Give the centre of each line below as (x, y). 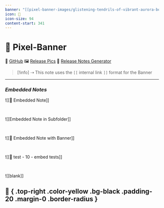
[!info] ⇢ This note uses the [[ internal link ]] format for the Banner (84, 73)
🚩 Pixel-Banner (36, 47)
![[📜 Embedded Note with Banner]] (40, 138)
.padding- (137, 191)
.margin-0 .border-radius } (56, 199)
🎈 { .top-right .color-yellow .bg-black (63, 191)
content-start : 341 (25, 23)
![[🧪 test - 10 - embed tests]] (34, 157)
